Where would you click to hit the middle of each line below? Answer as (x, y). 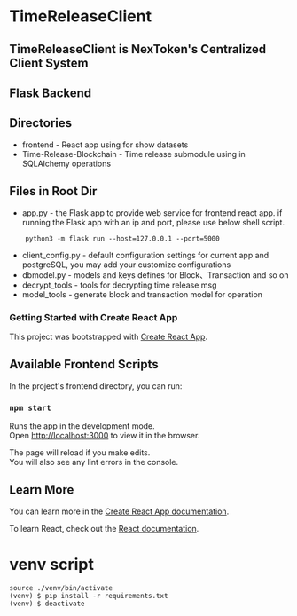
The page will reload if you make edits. (80, 453)
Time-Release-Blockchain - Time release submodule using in (133, 154)
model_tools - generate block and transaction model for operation (142, 294)
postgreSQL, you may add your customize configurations (126, 265)
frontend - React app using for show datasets (105, 145)
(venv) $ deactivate (47, 604)
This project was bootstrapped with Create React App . (109, 336)
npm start (30, 407)
